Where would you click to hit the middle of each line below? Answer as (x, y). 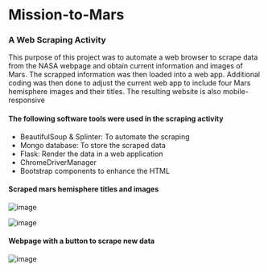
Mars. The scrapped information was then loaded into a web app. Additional (134, 75)
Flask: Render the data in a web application (91, 154)
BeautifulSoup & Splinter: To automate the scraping (105, 136)
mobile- (236, 92)
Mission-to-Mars (66, 15)
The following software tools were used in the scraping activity (116, 119)
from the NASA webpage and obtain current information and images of (126, 66)
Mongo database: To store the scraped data (93, 145)
